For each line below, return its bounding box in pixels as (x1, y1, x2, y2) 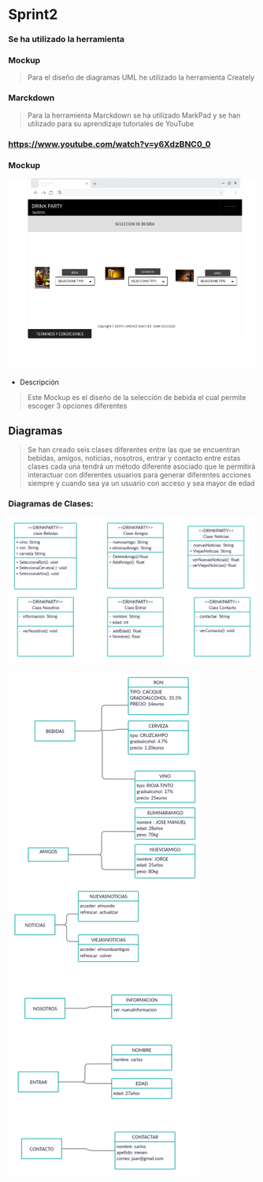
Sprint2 (8, 6, 58, 24)
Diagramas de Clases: (8, 499, 94, 510)
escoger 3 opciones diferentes (27, 401, 128, 411)
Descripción (19, 377, 59, 387)
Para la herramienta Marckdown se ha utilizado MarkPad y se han (27, 110, 241, 120)
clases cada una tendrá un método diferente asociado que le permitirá (27, 462, 256, 471)
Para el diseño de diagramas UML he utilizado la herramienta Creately (27, 73, 254, 82)
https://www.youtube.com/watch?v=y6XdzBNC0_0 (8, 138, 211, 149)
